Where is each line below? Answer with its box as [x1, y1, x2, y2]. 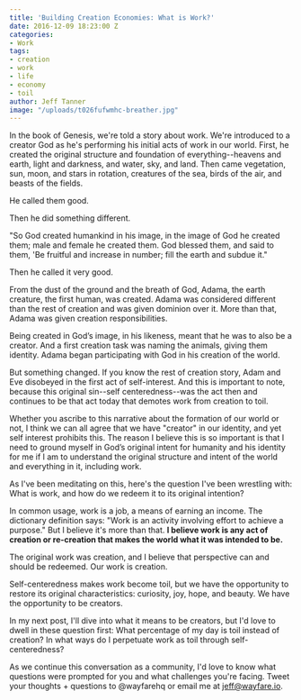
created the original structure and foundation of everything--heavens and [9, 150, 281, 160]
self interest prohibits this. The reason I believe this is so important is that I [9, 432, 285, 443]
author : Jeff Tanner [9, 96, 87, 106]
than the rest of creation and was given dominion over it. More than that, [9, 304, 277, 314]
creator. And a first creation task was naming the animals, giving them [9, 340, 268, 351]
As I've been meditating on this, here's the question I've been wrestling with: [9, 478, 293, 489]
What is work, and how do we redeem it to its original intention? [9, 488, 244, 499]
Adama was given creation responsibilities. [9, 313, 168, 324]
